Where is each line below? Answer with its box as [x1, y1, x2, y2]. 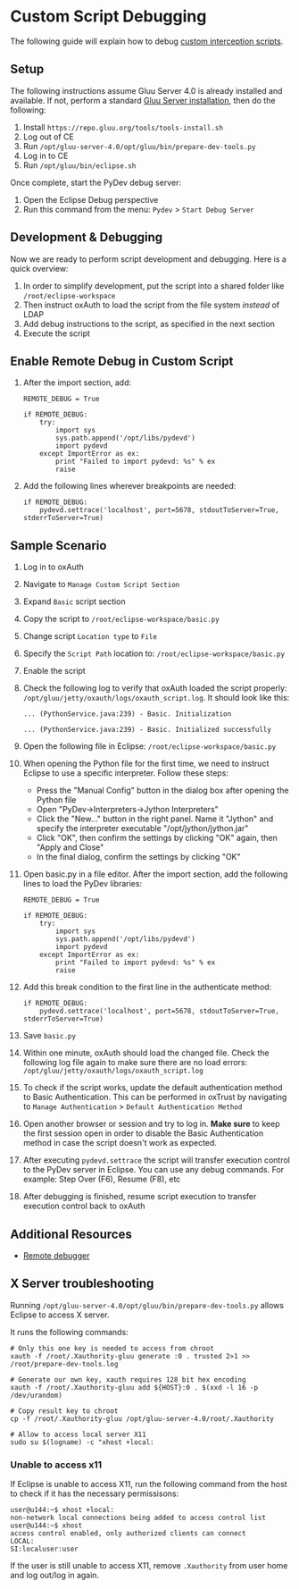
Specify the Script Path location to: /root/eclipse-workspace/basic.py [22, 648, 285, 659]
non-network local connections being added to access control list [10, 1513, 267, 1523]
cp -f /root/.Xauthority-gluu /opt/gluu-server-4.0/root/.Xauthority [10, 1414, 275, 1423]
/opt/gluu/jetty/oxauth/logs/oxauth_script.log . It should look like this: [22, 693, 290, 703]
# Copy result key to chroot [10, 1406, 119, 1416]
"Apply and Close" [36, 842, 104, 853]
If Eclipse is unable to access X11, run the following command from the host [10, 1479, 288, 1490]
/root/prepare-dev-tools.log [10, 1359, 119, 1368]
